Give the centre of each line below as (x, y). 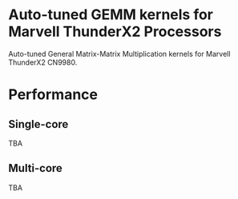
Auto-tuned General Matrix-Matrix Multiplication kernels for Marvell (119, 54)
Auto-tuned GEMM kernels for (111, 15)
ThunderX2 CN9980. (43, 62)
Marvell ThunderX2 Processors (115, 32)
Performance (53, 95)
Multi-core (35, 168)
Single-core (38, 124)
